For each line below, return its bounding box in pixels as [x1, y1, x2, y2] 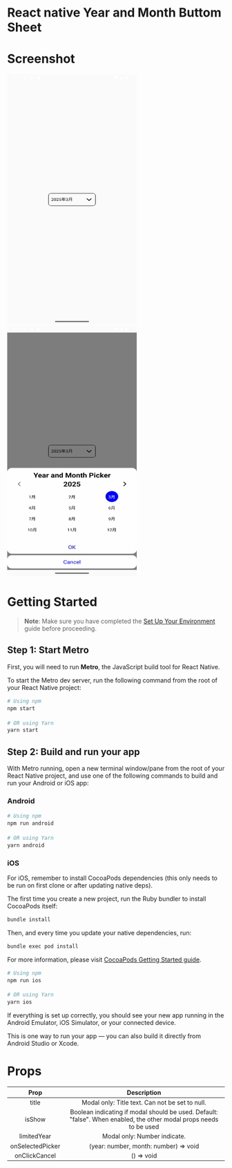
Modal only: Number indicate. [102, 1132, 186, 1140]
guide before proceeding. [23, 624, 97, 633]
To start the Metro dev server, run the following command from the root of [7, 676, 218, 684]
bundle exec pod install [7, 943, 79, 950]
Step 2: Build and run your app [7, 746, 140, 758]
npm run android [7, 820, 54, 827]
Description [126, 1088, 162, 1096]
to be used [128, 1122, 159, 1131]
